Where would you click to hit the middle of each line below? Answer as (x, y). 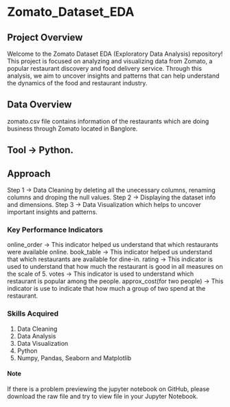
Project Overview (45, 37)
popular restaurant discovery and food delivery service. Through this (105, 68)
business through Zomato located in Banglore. (72, 129)
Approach (29, 174)
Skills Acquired (33, 313)
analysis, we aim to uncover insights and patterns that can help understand (113, 76)
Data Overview (39, 105)
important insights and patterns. (53, 212)
